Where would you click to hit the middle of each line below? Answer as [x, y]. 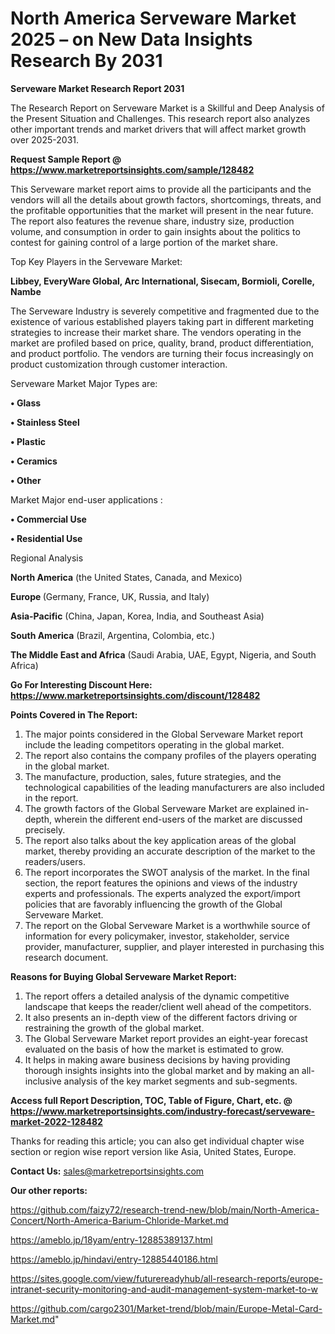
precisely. [45, 829]
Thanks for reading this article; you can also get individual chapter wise [157, 1141]
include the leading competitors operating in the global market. [154, 744]
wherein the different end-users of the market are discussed [178, 819]
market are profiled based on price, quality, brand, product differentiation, [162, 343]
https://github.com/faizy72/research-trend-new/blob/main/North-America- [165, 1209]
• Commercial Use [48, 519]
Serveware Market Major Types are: [84, 383]
